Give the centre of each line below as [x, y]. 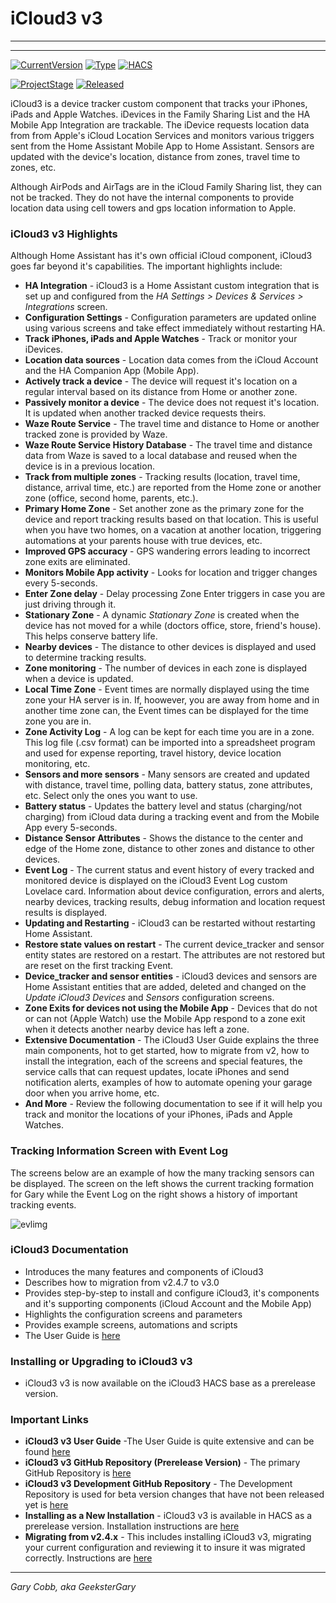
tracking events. [43, 1204]
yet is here [46, 1505]
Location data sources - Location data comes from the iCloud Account [171, 360]
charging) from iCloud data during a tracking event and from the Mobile [172, 817]
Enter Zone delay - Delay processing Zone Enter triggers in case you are [175, 594]
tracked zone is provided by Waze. [96, 434]
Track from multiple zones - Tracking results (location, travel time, [162, 477]
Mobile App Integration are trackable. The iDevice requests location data [160, 124]
